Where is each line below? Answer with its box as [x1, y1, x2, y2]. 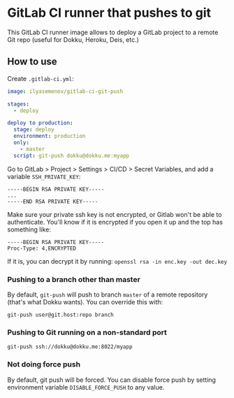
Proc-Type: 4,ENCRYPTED [7, 245, 77, 252]
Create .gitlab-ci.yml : [7, 74, 75, 83]
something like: [7, 225, 51, 234]
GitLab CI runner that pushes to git [7, 5, 212, 21]
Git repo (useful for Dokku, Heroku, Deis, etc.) [7, 35, 140, 43]
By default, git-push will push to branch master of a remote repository [7, 290, 208, 299]
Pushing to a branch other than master [7, 274, 141, 284]
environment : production [13, 133, 86, 140]
